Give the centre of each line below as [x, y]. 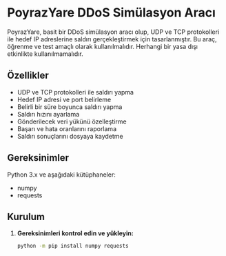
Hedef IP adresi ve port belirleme [64, 99]
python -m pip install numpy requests [73, 246]
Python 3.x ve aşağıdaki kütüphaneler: [61, 175]
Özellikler [28, 76]
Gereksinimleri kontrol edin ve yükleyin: [75, 233]
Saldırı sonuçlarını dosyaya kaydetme [70, 136]
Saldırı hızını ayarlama [48, 114]
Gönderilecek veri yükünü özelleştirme [72, 121]
